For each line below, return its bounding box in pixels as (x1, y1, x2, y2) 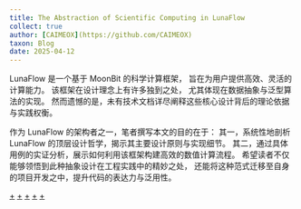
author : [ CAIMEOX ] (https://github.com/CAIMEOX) (9, 30, 193, 39)
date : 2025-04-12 (9, 47, 75, 56)
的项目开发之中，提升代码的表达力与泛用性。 (9, 172, 177, 183)
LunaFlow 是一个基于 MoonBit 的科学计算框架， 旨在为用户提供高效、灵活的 (9, 74, 293, 85)
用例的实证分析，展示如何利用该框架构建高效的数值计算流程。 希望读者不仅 (9, 149, 290, 160)
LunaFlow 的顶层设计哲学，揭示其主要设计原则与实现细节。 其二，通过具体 (9, 138, 288, 149)
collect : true (9, 22, 63, 31)
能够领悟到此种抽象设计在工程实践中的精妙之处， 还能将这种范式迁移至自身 (9, 161, 290, 172)
